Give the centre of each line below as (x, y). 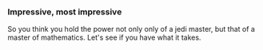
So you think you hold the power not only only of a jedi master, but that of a (131, 29)
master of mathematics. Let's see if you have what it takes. (104, 37)
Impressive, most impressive (65, 12)
